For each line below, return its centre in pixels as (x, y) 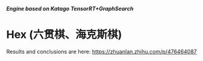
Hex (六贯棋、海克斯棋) (64, 35)
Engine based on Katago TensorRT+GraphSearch (70, 9)
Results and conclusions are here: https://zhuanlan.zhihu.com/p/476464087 (101, 51)
